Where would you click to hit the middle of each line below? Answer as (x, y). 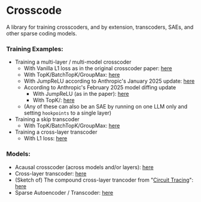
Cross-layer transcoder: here (51, 173)
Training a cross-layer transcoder (56, 132)
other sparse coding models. (42, 33)
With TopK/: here (54, 100)
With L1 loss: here (45, 138)
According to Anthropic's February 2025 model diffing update (100, 88)
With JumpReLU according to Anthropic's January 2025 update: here (109, 81)
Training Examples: (35, 49)
